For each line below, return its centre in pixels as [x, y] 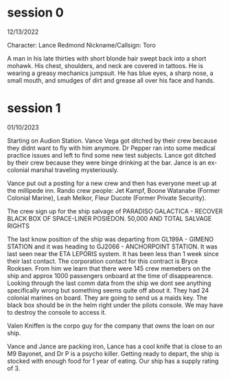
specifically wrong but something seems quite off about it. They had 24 [108, 290]
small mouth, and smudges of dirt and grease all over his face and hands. [111, 80]
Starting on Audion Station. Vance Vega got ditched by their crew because [112, 140]
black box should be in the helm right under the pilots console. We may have [115, 305]
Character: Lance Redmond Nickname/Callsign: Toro [81, 45]
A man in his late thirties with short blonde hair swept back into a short [107, 58]
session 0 [35, 13]
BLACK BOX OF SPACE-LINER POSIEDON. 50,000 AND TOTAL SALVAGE [110, 218]
